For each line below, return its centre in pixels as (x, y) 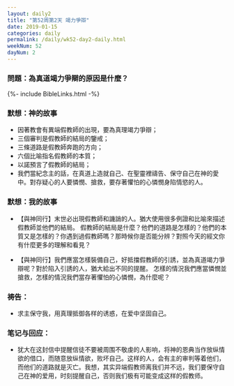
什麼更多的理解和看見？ (57, 244)
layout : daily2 (29, 14)
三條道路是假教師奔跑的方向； (60, 147)
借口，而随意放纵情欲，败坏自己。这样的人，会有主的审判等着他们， (127, 358)
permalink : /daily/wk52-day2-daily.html (67, 40)
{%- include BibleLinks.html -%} (54, 94)
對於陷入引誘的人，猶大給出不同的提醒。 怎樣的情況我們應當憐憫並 (131, 268)
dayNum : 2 (22, 53)
